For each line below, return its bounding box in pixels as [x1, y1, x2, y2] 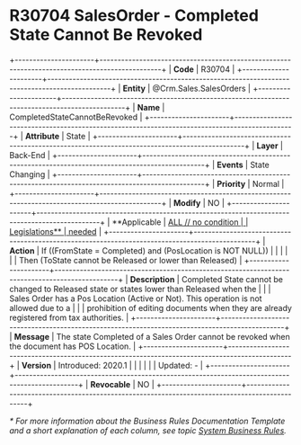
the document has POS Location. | [9, 341, 137, 352]
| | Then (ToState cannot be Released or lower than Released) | [9, 254, 243, 265]
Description [129, 273, 175, 284]
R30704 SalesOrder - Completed [9, 5, 259, 26]
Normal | [252, 178, 285, 189]
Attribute [25, 130, 60, 141]
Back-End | [9, 149, 51, 160]
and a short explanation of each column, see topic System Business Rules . [9, 424, 288, 436]
